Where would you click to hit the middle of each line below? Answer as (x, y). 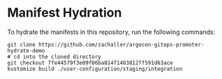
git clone (22, 44)
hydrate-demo (26, 51)
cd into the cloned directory (57, 57)
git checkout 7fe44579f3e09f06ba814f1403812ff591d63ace (90, 63)
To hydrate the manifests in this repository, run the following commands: (111, 32)
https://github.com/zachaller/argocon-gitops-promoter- (121, 44)
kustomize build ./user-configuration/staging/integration (95, 69)
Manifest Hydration (65, 13)
